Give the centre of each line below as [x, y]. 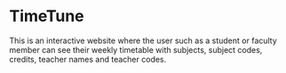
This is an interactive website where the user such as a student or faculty [143, 40]
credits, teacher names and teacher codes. [88, 59]
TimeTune [47, 16]
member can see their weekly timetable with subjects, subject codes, [136, 49]
